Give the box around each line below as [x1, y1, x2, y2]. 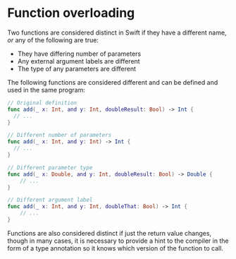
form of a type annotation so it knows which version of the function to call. [7, 243, 224, 252]
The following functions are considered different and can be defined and [7, 78, 218, 86]
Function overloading [7, 5, 135, 21]
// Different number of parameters [7, 132, 112, 139]
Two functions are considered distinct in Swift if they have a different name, [7, 28, 227, 37]
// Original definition [7, 99, 77, 107]
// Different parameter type [7, 164, 93, 171]
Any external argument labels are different [17, 56, 140, 65]
